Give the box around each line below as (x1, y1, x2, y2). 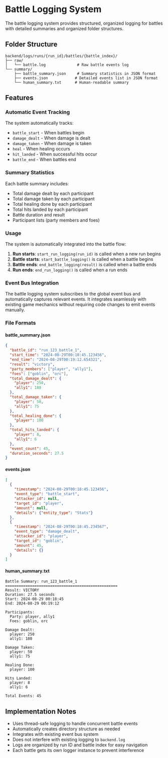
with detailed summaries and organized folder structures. (5, 25, 124, 31)
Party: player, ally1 (10, 614, 55, 620)
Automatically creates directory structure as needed (12, 726, 120, 732)
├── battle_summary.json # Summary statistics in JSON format (14, 71, 156, 76)
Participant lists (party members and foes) (12, 217, 100, 223)
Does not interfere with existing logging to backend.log (12, 736, 125, 743)
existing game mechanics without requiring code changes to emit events (5, 301, 155, 308)
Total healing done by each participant (12, 201, 92, 207)
